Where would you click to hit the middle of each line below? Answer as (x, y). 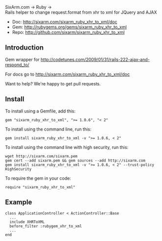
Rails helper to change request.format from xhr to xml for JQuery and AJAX (81, 12)
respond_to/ (17, 65)
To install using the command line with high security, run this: (67, 147)
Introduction (24, 48)
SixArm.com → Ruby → (29, 7)
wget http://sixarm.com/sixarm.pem (41, 156)
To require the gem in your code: (38, 178)
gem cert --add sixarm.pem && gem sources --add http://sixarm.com (75, 161)
